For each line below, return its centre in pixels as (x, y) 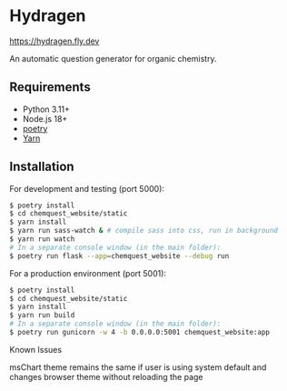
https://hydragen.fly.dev (54, 41)
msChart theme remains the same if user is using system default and (138, 367)
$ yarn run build (42, 316)
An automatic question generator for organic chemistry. (113, 58)
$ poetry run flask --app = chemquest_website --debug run (119, 256)
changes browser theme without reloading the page (106, 376)
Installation (42, 167)
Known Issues (35, 349)
